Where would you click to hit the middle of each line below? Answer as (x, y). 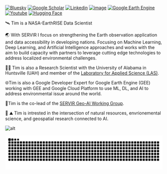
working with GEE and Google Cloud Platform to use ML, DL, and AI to (77, 88)
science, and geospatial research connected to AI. (57, 118)
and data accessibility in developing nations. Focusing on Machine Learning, (83, 42)
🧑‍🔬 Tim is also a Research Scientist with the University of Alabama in (76, 68)
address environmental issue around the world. (54, 93)
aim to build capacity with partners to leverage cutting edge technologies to (83, 53)
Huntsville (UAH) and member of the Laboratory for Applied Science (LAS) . (82, 73)
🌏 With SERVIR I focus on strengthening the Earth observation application (81, 35)
